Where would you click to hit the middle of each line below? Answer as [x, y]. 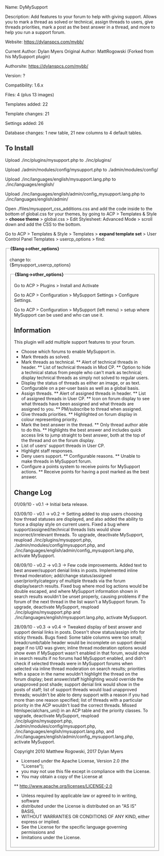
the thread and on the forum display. [58, 441]
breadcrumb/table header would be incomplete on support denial [80, 643]
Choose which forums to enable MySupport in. [68, 352]
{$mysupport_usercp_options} [40, 265]
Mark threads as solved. [46, 357]
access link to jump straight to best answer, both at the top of [83, 435]
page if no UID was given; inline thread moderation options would [80, 648]
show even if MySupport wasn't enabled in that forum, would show [82, 653]
